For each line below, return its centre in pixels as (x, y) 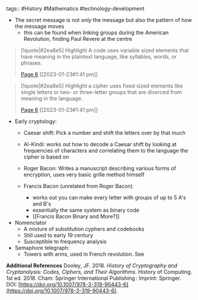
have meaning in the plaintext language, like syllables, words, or (98, 57)
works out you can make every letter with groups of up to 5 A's (109, 197)
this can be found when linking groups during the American (96, 33)
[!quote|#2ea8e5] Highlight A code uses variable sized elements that (105, 50)
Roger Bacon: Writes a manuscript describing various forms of (100, 168)
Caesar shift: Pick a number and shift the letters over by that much (104, 133)
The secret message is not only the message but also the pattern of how (103, 20)
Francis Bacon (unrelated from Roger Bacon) (78, 186)
